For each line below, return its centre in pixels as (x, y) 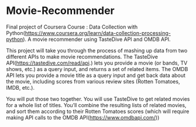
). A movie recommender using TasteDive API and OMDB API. (97, 39)
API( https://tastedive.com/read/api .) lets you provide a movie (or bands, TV (97, 63)
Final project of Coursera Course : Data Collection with (72, 27)
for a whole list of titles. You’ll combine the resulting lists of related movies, (96, 105)
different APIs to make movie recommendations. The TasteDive (82, 57)
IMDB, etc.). (20, 87)
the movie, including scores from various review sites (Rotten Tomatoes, (93, 81)
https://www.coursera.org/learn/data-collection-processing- (98, 33)
